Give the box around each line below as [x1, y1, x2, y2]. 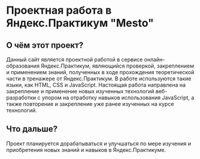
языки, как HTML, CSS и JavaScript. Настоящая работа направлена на [6, 81, 186, 88]
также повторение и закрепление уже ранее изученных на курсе [6, 100, 174, 108]
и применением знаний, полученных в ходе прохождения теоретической [6, 69, 195, 75]
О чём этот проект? [6, 40, 84, 50]
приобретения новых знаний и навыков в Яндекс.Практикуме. [6, 146, 166, 153]
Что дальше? [6, 124, 58, 134]
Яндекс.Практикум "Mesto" [6, 16, 154, 30]
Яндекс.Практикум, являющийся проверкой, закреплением [41, 62, 195, 69]
